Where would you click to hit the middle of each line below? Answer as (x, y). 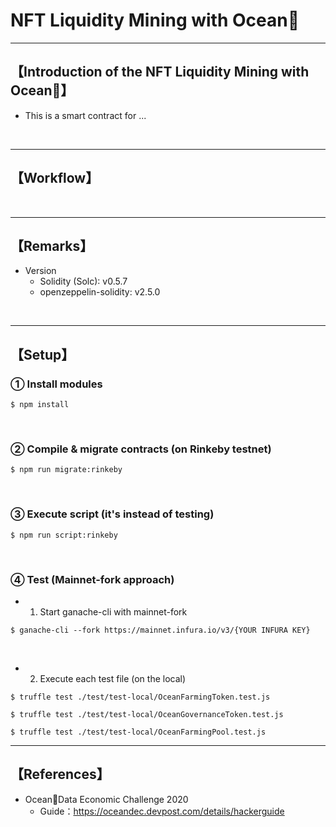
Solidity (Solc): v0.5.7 (83, 281)
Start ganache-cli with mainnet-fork (113, 611)
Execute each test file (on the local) (113, 678)
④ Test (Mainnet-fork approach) (92, 579)
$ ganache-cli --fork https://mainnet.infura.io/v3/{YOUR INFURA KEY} (160, 630)
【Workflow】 (55, 178)
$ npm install (40, 405)
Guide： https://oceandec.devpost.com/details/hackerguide (162, 811)
